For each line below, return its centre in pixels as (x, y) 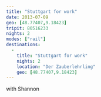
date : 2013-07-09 (27, 17)
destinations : (23, 45)
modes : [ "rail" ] (26, 39)
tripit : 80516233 (27, 28)
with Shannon (23, 89)
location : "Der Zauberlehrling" (56, 67)
